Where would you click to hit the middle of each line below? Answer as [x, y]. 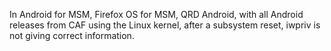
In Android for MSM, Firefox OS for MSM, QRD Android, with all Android [156, 14]
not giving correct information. [72, 35]
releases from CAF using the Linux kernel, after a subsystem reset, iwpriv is [165, 25]
